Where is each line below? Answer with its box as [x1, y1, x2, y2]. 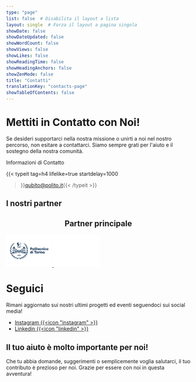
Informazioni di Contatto [6, 159, 64, 166]
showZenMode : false [6, 71, 54, 77]
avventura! [6, 370, 32, 377]
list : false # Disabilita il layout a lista [6, 15, 119, 22]
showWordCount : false [6, 40, 59, 46]
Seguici [6, 282, 44, 295]
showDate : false [6, 28, 46, 34]
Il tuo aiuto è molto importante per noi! [6, 342, 149, 352]
